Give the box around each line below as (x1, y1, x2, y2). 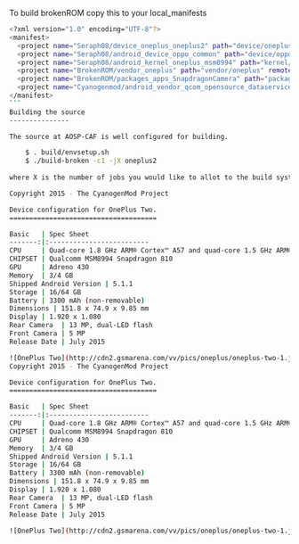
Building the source (9, 107, 86, 117)
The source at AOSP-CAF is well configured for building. (9, 132, 229, 141)
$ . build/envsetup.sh (25, 148, 109, 157)
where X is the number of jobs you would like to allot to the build (9, 173, 273, 182)
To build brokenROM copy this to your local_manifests (9, 8, 207, 18)
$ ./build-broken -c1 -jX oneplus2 (25, 156, 158, 166)
